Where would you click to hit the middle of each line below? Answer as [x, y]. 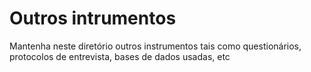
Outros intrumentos [93, 18]
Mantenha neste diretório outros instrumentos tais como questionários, [155, 46]
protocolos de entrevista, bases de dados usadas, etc [120, 56]
